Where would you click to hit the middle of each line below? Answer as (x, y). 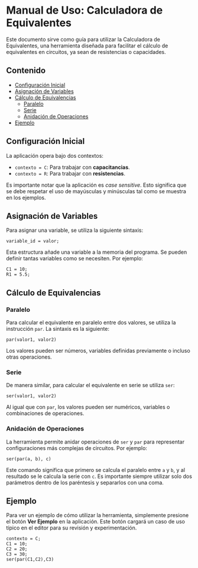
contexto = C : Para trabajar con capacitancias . (72, 167)
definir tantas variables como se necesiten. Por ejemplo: (75, 259)
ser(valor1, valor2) (32, 396)
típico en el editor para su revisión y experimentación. (72, 528)
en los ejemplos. (26, 197)
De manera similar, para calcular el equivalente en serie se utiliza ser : (90, 385)
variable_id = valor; (33, 241)
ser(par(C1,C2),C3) (30, 560)
